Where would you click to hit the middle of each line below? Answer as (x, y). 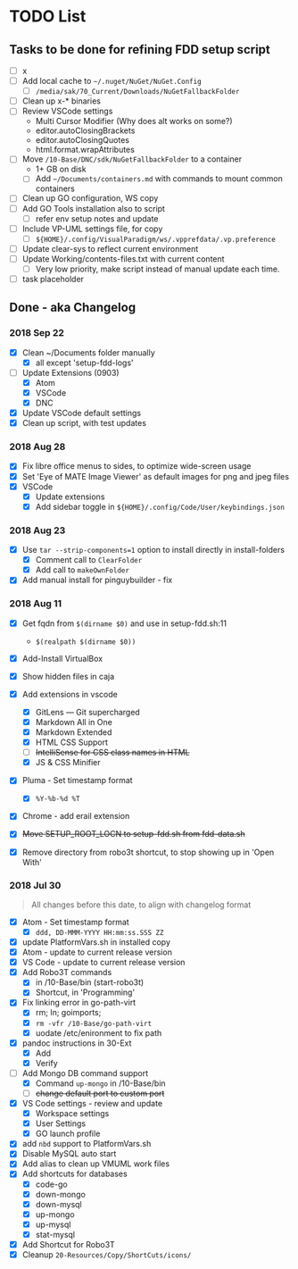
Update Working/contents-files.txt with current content (123, 259)
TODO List (48, 17)
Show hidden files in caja (68, 676)
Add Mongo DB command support (85, 1073)
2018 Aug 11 (36, 604)
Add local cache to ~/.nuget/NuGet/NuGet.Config (112, 81)
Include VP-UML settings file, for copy (92, 229)
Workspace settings (72, 1114)
